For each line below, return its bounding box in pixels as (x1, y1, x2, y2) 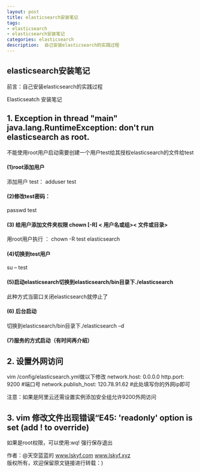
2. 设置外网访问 (7, 356, 63, 366)
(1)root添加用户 (7, 164, 45, 171)
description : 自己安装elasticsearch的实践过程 (7, 43, 120, 49)
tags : (7, 20, 20, 26)
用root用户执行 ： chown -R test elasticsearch (7, 235, 120, 243)
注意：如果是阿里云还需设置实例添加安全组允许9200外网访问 (7, 394, 156, 401)
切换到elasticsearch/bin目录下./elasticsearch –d (7, 322, 125, 329)
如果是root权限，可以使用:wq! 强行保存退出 (7, 438, 113, 446)
